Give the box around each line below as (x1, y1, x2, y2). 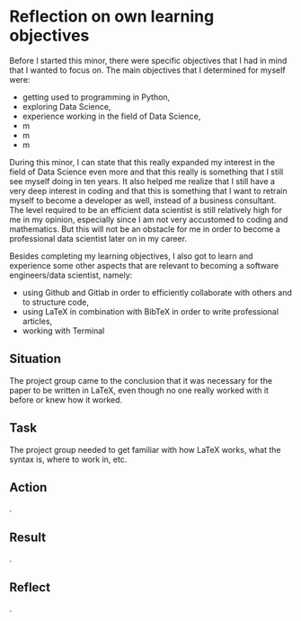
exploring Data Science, (22, 101, 111, 111)
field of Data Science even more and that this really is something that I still (9, 166, 284, 177)
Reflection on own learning (9, 6, 215, 27)
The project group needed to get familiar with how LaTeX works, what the (9, 444, 281, 455)
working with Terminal (22, 325, 105, 336)
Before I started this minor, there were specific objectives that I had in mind (9, 55, 288, 66)
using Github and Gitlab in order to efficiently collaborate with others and (22, 287, 292, 297)
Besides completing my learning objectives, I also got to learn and (9, 250, 253, 262)
